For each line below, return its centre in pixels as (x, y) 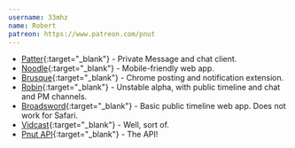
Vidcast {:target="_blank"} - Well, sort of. (95, 125)
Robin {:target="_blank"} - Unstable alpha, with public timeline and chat (151, 87)
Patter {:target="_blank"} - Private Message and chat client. (129, 59)
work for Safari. (50, 115)
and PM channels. (54, 97)
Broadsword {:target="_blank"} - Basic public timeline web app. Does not (154, 106)
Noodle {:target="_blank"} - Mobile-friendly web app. (117, 68)
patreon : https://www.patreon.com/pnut (82, 34)
